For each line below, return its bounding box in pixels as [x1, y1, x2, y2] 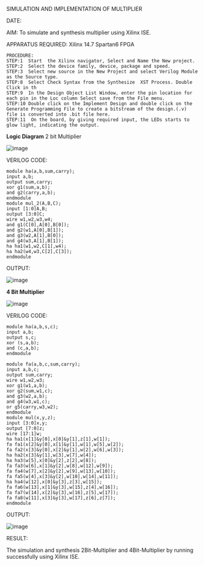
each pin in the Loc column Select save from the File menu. [6, 95, 166, 101]
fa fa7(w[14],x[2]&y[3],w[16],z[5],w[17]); [6, 490, 119, 496]
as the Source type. [6, 74, 59, 80]
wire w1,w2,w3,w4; [6, 216, 53, 222]
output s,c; [6, 334, 37, 340]
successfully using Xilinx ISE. [6, 553, 80, 560]
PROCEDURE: [6, 53, 34, 59]
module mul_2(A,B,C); [6, 200, 62, 207]
